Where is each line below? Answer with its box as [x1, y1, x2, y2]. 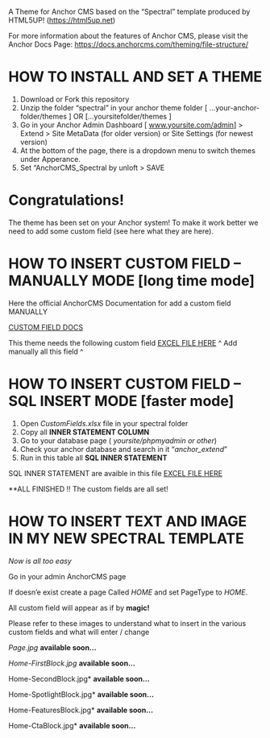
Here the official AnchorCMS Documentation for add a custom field [8, 298, 231, 308]
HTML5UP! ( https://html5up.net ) [8, 15, 116, 25]
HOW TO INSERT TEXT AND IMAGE [8, 512, 247, 530]
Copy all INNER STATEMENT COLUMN [19, 427, 150, 437]
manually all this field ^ [8, 346, 84, 356]
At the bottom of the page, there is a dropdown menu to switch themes [19, 145, 256, 155]
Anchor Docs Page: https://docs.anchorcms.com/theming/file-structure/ [8, 39, 249, 49]
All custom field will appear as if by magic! [8, 603, 150, 612]
